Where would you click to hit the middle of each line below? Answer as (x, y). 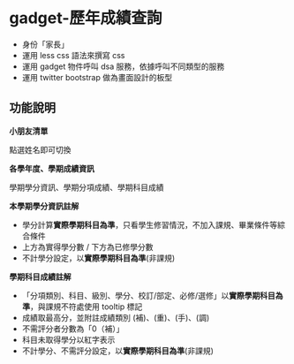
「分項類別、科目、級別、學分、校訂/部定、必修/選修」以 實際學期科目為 (152, 295)
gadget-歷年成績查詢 (86, 18)
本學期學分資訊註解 (44, 206)
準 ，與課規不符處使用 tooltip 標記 (82, 307)
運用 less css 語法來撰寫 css (73, 55)
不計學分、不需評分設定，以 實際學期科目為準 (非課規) (118, 351)
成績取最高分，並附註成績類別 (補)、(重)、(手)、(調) (116, 317)
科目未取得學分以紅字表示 (68, 339)
